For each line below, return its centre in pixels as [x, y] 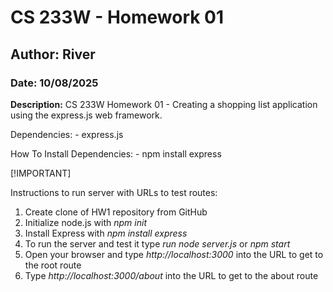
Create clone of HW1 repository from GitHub [116, 212]
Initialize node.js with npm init [85, 222]
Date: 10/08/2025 [54, 83]
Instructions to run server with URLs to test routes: [114, 192]
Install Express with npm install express [106, 233]
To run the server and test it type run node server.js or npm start [157, 243]
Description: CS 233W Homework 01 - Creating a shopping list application [164, 104]
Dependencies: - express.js [67, 134]
